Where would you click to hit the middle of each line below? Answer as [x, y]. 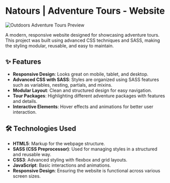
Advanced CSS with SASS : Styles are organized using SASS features [86, 80]
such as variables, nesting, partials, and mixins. [62, 85]
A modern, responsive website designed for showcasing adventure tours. [82, 35]
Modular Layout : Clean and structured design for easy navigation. [82, 90]
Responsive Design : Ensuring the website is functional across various [87, 170]
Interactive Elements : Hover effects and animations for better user [83, 107]
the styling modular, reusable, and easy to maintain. [59, 45]
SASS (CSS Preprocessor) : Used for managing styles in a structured [85, 149]
